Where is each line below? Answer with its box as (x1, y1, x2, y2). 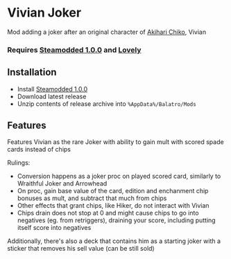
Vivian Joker (7, 5, 82, 21)
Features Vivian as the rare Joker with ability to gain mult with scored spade (7, 138, 224, 146)
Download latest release (17, 92, 87, 100)
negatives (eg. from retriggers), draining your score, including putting (17, 216, 216, 224)
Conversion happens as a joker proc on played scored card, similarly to (17, 172, 221, 181)
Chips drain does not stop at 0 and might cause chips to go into (17, 209, 199, 217)
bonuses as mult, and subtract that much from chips (17, 194, 167, 202)
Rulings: (7, 159, 31, 167)
